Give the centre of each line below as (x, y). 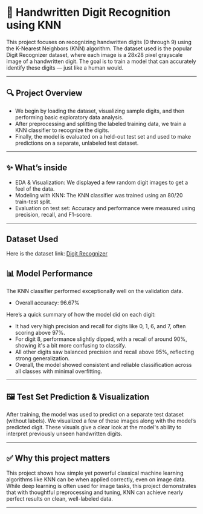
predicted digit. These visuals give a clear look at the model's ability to (94, 427)
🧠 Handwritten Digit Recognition (89, 12)
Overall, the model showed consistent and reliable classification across (103, 365)
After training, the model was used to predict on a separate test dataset (95, 414)
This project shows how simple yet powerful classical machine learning (95, 473)
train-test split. (33, 202)
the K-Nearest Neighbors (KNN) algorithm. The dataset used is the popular (99, 48)
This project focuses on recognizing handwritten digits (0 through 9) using (99, 42)
